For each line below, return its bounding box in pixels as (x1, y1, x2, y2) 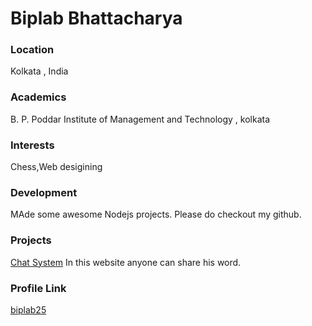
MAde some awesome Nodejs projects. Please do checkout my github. (10, 208, 302, 221)
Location (10, 43, 55, 57)
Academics (10, 90, 67, 104)
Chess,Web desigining (10, 161, 103, 173)
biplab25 (10, 303, 47, 316)
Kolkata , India (10, 65, 69, 77)
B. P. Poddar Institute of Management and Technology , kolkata (10, 113, 271, 125)
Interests (10, 138, 55, 152)
